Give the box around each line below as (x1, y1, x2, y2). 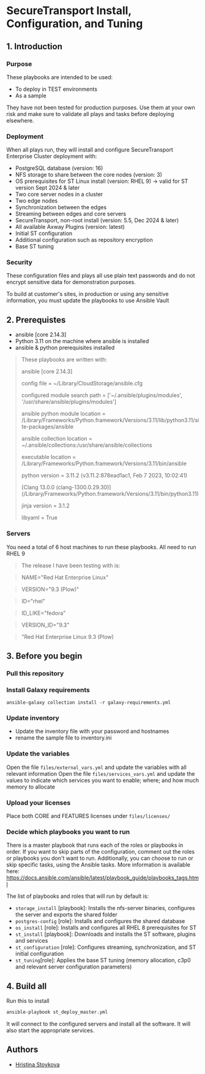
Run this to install (6, 997, 50, 1005)
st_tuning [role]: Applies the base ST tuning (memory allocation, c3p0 (15, 957, 191, 964)
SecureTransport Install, (6, 4, 132, 18)
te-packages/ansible (21, 423, 74, 430)
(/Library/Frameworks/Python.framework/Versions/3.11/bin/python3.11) (21, 490, 199, 498)
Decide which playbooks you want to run (6, 828, 130, 836)
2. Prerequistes (6, 314, 66, 325)
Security (6, 258, 32, 267)
